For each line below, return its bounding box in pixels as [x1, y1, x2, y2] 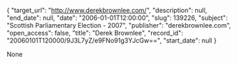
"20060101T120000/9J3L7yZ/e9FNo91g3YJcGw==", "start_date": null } [6, 36, 217, 45]
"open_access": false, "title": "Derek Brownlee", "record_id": [6, 28, 183, 37]
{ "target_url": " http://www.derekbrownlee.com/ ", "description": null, [6, 6, 207, 14]
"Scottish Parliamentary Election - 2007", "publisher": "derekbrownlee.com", [6, 21, 232, 29]
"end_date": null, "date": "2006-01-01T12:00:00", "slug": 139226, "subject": [6, 14, 228, 22]
